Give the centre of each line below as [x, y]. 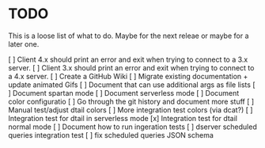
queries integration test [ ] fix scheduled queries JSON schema [111, 135]
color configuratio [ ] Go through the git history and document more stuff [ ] [131, 101]
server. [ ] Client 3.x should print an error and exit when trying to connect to [131, 67]
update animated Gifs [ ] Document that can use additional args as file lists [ [132, 85]
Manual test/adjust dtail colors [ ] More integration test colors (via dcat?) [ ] [131, 110]
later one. [24, 44]
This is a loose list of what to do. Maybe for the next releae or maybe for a [129, 36]
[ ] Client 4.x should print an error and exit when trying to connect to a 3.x [128, 59]
